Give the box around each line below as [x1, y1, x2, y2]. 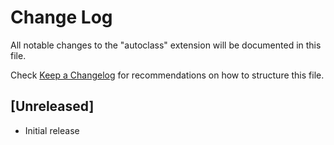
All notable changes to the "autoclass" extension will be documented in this [10, 39, 322, 51]
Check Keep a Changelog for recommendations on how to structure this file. [10, 69, 325, 81]
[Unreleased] [10, 98, 95, 115]
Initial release [24, 124, 80, 136]
